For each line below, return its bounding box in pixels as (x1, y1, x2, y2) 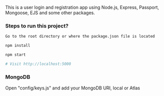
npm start (5, 52, 26, 57)
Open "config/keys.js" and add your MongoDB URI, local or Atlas (5, 85, 140, 91)
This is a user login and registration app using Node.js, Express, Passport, (5, 5, 159, 10)
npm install (5, 43, 30, 48)
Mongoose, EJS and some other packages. (5, 10, 95, 16)
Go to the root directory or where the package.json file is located (5, 34, 155, 39)
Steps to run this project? (5, 22, 69, 29)
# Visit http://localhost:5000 (5, 61, 71, 67)
